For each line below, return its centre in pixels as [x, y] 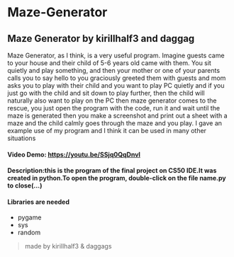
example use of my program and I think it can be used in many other [107, 131]
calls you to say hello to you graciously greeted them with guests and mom [117, 78]
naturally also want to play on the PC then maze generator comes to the [112, 101]
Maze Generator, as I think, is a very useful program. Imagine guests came [116, 55]
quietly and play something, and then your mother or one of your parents [114, 70]
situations [22, 138]
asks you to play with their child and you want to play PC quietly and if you [116, 85]
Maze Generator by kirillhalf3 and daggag [101, 39]
